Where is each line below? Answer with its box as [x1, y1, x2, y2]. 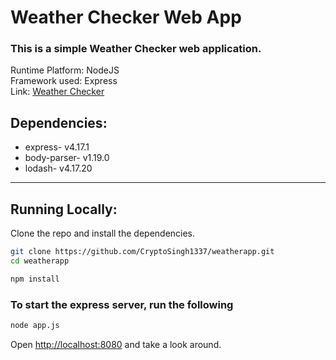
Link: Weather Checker [10, 86, 105, 98]
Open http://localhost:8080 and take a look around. [10, 338, 222, 350]
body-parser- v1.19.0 [24, 152, 110, 164]
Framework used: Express [10, 75, 118, 87]
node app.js [10, 321, 60, 331]
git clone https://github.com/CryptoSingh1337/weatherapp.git [10, 247, 275, 257]
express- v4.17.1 [24, 141, 90, 153]
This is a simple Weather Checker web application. [10, 42, 262, 56]
